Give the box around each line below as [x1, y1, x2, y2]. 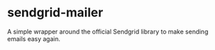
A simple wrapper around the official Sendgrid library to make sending [7, 27, 209, 36]
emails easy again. [7, 34, 61, 42]
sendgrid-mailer [7, 5, 104, 21]
